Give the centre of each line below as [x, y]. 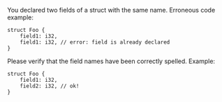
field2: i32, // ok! [50, 86]
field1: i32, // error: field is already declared [95, 42]
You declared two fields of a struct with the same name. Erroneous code [111, 10]
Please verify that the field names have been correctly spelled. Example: [111, 61]
